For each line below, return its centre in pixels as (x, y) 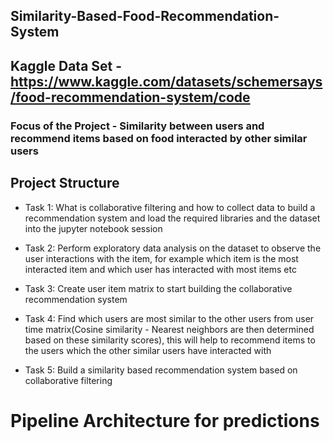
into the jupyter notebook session (93, 228)
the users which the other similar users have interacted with (148, 350)
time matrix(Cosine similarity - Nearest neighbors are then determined (169, 329)
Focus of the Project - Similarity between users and (137, 126)
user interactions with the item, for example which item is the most (161, 258)
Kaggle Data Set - (66, 65)
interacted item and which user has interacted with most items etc (160, 269)
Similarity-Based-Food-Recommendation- (145, 16)
